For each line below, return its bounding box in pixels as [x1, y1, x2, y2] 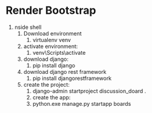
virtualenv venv [32, 36, 71, 43]
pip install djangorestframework [32, 75, 112, 82]
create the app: [32, 94, 71, 101]
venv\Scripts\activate [32, 49, 86, 56]
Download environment [23, 29, 82, 37]
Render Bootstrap [5, 4, 96, 17]
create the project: [23, 81, 70, 88]
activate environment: [23, 43, 78, 50]
